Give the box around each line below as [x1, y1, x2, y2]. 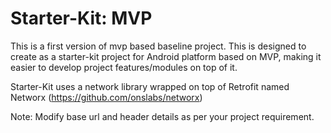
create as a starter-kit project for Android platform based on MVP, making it [10, 50, 322, 62]
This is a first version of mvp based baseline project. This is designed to [10, 40, 307, 52]
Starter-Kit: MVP [10, 7, 153, 30]
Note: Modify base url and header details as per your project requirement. [10, 110, 315, 122]
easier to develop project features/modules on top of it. [10, 61, 238, 73]
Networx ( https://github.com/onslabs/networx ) [10, 91, 203, 103]
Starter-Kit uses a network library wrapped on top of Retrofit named [10, 80, 290, 92]
